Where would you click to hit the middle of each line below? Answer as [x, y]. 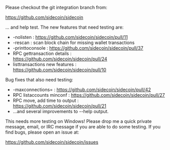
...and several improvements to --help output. [61, 111]
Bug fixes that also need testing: [39, 80]
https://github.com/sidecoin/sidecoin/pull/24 [60, 59]
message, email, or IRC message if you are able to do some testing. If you [83, 127]
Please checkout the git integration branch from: [56, 7]
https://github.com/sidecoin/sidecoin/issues [52, 142]
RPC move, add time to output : [46, 100]
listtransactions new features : [45, 64]
